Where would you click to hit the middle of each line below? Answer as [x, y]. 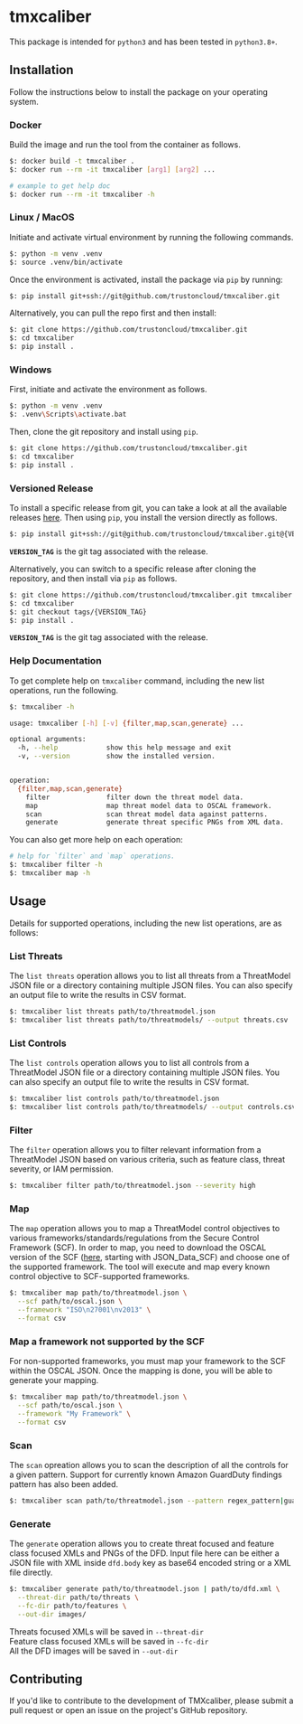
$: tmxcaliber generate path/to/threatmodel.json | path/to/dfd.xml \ [145, 1589]
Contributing [46, 1679]
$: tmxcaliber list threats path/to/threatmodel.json [113, 1012]
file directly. [31, 1573]
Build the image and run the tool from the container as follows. [125, 145]
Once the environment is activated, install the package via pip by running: [146, 279]
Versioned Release [51, 488]
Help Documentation [55, 661]
